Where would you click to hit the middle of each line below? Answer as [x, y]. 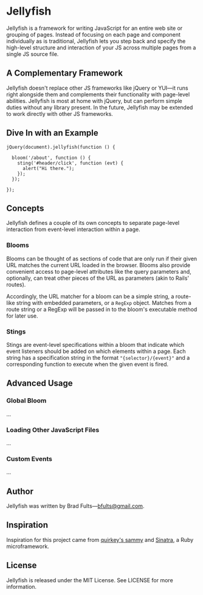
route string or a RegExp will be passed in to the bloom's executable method [102, 309]
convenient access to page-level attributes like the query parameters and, [99, 271]
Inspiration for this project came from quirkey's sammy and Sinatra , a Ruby [100, 540]
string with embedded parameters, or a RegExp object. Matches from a [104, 302]
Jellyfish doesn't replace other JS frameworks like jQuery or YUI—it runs [97, 88]
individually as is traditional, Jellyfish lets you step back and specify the [96, 41]
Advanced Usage [40, 383]
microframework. [28, 546]
